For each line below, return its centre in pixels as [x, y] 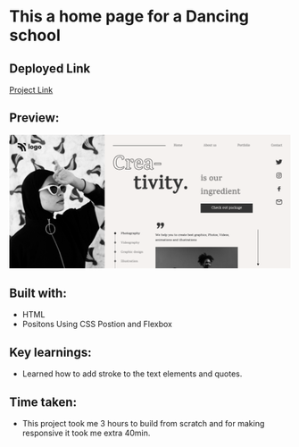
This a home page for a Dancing [129, 17]
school [35, 35]
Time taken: [43, 402]
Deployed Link [50, 68]
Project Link [31, 90]
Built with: [38, 293]
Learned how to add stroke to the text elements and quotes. [132, 374]
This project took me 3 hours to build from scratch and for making [143, 423]
